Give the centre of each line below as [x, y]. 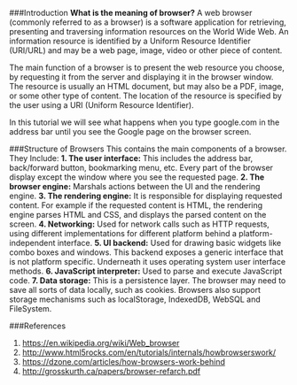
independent [32, 243]
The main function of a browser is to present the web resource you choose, [147, 67]
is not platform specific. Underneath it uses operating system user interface [148, 262]
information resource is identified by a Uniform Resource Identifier [130, 41]
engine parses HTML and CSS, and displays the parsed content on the [138, 215]
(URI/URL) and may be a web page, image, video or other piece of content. [146, 50]
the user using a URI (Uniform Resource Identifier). [102, 105]
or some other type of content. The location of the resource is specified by [145, 96]
